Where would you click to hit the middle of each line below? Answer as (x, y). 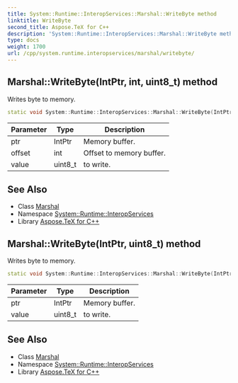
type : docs (23, 40)
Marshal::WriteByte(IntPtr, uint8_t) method (104, 244)
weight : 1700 (27, 47)
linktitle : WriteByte (39, 21)
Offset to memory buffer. (125, 153)
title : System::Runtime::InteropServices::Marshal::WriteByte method (112, 14)
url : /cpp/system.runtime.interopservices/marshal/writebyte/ (101, 54)
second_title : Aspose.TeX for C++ (58, 27)
